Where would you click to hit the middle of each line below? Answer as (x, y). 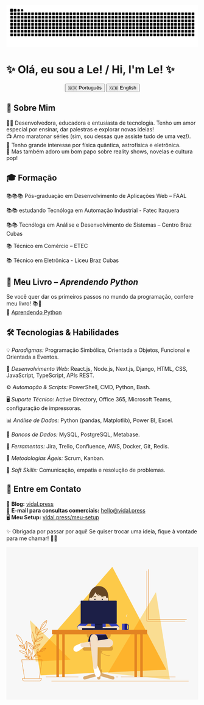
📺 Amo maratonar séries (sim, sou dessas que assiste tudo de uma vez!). (99, 136)
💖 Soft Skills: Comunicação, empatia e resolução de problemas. (86, 470)
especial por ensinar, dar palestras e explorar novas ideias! (80, 129)
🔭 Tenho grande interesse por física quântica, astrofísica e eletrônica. (93, 145)
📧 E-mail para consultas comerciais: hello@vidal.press (76, 510)
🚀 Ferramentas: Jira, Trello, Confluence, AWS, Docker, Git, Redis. (88, 446)
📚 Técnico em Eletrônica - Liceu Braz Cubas (63, 260)
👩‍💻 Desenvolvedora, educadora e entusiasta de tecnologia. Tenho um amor (101, 123)
